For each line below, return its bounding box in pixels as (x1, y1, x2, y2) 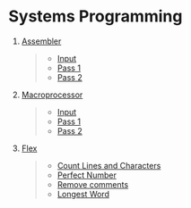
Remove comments (56, 179, 129, 189)
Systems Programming (8, 6, 183, 27)
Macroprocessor (21, 89, 83, 100)
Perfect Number (56, 170, 117, 180)
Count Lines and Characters (56, 160, 161, 171)
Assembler (21, 36, 62, 46)
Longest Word (56, 188, 109, 199)
